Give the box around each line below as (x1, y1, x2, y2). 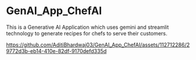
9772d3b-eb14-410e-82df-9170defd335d (6, 47, 107, 54)
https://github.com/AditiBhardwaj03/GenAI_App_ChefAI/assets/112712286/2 (6, 41, 190, 48)
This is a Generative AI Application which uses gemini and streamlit (6, 24, 169, 31)
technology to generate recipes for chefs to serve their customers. (6, 29, 168, 36)
